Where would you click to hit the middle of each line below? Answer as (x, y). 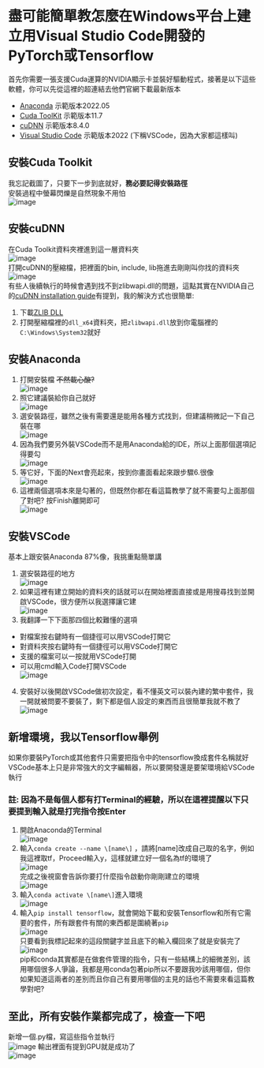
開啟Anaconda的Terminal (61, 830)
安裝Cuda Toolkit (50, 163)
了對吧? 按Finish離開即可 (59, 500)
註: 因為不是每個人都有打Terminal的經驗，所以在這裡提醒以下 (125, 800)
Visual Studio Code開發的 (121, 36)
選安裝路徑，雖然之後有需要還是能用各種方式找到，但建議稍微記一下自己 (137, 416)
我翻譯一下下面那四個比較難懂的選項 (78, 620)
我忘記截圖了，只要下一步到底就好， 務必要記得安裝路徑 (98, 183)
